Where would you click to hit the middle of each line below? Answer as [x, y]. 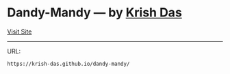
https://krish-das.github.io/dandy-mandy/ [68, 64]
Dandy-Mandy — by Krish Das [95, 13]
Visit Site [20, 32]
